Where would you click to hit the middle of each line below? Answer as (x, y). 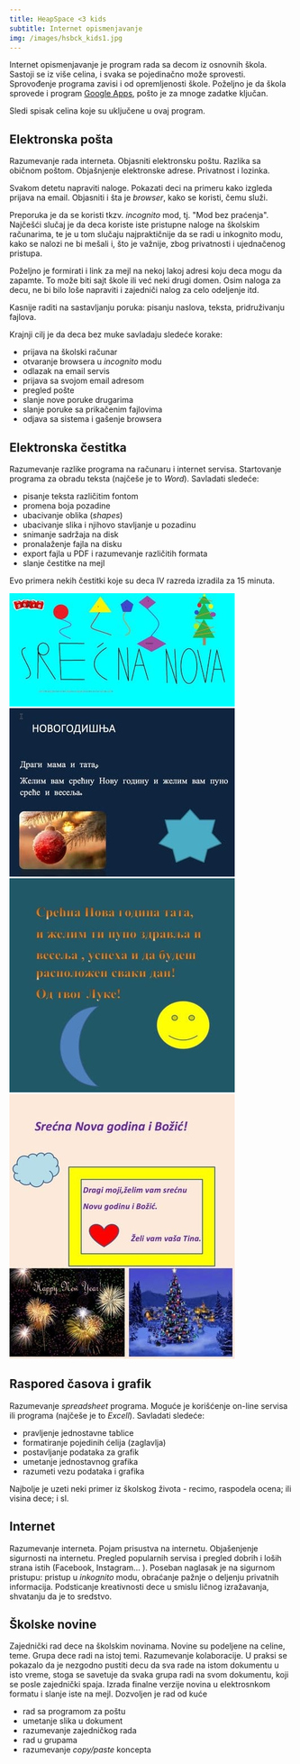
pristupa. (26, 253)
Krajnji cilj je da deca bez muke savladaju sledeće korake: (116, 334)
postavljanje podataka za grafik (81, 1452)
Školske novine (53, 1625)
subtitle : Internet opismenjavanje (76, 28)
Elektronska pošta (61, 139)
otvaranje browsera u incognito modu (92, 361)
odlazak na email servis (66, 371)
